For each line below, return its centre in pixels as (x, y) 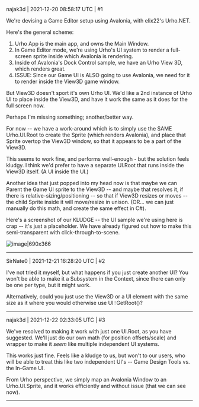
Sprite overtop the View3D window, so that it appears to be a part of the (94, 141)
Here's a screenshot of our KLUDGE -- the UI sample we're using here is (94, 220)
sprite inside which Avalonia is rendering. (83, 56)
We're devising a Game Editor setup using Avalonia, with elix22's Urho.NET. (98, 20)
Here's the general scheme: (40, 32)
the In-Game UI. (26, 368)
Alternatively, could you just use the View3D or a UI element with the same (97, 296)
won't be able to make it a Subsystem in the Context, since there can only (96, 279)
